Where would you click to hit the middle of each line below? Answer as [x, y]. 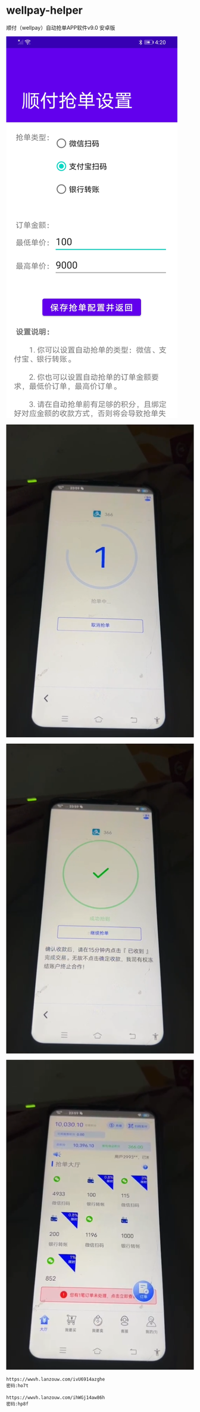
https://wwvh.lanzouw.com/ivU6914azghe [56, 1379]
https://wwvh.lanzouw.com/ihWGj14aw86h [56, 1397]
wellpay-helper [45, 10]
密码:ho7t [17, 1385]
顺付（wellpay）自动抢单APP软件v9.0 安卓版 [61, 27]
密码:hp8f [17, 1404]
